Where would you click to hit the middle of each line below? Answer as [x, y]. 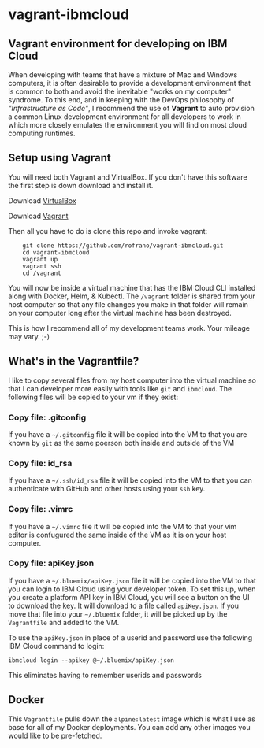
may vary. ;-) [29, 336]
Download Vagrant [38, 216]
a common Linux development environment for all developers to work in [125, 117]
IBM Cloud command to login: [56, 646]
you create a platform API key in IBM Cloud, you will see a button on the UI [129, 597]
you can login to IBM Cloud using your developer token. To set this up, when [132, 589]
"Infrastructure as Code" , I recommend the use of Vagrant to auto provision [131, 108]
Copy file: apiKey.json [51, 563]
